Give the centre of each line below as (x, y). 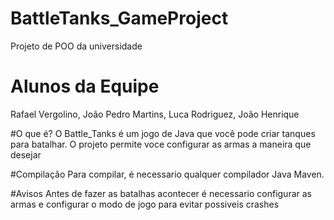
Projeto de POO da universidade (76, 46)
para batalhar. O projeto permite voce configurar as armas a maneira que (161, 144)
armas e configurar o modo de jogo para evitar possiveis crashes (145, 204)
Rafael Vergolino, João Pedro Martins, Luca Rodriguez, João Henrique (155, 114)
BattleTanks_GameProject (119, 18)
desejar (26, 154)
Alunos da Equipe (85, 86)
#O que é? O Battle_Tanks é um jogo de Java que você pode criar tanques (163, 133)
